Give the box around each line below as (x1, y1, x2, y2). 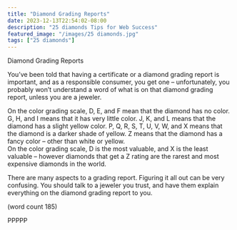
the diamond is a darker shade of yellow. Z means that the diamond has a (7, 130, 223, 138)
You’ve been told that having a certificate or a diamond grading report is (7, 70, 220, 79)
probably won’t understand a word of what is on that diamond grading (7, 85, 213, 94)
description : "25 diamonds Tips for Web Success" (7, 23, 158, 31)
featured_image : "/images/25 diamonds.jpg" (7, 30, 139, 38)
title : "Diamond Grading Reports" (7, 10, 111, 18)
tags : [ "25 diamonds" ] (7, 37, 75, 44)
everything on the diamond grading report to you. (7, 189, 153, 197)
